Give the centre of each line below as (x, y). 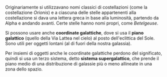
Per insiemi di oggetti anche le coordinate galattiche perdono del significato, (84, 53)
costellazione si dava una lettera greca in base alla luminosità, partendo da (82, 18)
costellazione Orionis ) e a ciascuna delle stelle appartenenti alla (71, 12)
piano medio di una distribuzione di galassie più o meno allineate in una (79, 64)
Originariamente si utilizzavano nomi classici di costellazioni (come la (76, 7)
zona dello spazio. (24, 69)
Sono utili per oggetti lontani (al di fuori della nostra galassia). (68, 43)
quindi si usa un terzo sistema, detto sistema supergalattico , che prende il (82, 58)
